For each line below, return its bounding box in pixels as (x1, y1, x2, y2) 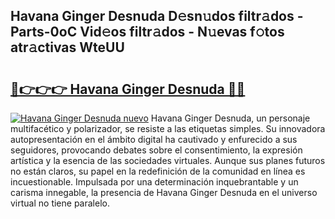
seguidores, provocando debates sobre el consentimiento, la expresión (10, 144, 303, 156)
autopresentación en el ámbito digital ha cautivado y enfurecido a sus (10, 134, 298, 145)
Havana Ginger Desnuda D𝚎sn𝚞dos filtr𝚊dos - (10, 8, 304, 25)
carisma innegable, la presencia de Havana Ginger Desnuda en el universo (10, 187, 318, 198)
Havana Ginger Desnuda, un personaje (150, 112, 311, 124)
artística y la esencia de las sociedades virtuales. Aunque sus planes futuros (10, 155, 326, 166)
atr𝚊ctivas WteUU (10, 39, 125, 56)
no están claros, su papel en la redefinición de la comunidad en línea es (10, 165, 306, 177)
